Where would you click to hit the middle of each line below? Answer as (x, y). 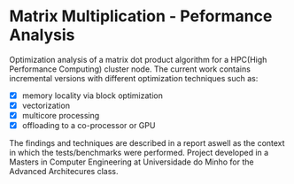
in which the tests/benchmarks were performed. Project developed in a (139, 153)
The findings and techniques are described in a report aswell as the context (147, 143)
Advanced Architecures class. (64, 172)
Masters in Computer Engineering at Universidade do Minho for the (132, 162)
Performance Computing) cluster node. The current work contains (130, 69)
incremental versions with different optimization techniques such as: (134, 78)
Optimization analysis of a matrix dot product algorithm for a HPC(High (138, 59)
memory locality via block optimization (93, 96)
